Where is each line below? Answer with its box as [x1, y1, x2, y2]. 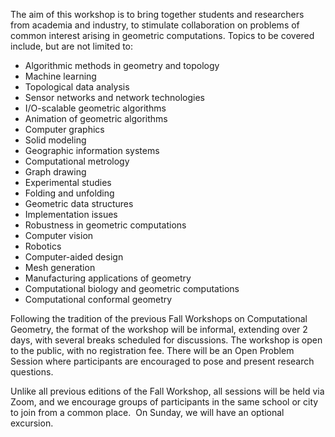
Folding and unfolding [24, 187, 115, 199]
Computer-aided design [24, 251, 124, 263]
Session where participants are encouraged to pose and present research [10, 355, 315, 367]
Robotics [24, 240, 62, 252]
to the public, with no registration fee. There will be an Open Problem [10, 345, 295, 356]
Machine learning [24, 70, 97, 82]
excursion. [10, 417, 54, 429]
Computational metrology [24, 155, 130, 167]
